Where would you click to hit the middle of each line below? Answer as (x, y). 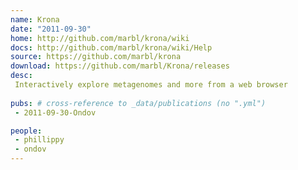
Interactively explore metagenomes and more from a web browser (151, 85)
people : (26, 131)
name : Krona (35, 19)
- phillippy (39, 140)
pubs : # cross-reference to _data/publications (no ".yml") (138, 103)
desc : (21, 76)
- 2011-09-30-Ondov (55, 112)
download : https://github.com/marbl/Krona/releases (120, 66)
